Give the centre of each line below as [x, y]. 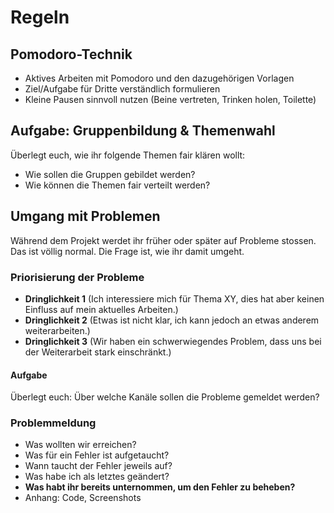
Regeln [40, 17]
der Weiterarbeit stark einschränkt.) [98, 352]
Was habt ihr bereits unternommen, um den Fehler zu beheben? [160, 487]
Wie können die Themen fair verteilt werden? [117, 185]
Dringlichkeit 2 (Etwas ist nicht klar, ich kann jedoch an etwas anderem [172, 320]
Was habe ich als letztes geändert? [97, 477]
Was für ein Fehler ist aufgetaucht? [97, 455]
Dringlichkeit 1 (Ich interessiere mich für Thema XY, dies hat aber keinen [174, 298]
